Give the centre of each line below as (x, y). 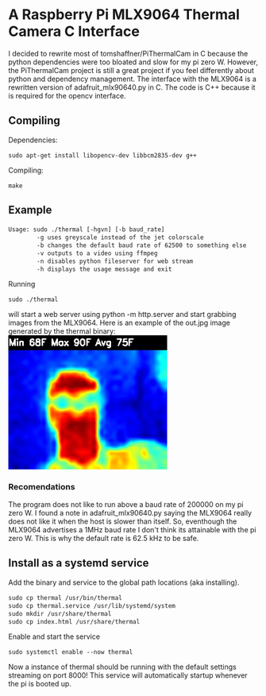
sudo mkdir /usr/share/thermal (60, 613)
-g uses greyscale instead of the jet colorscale (120, 237)
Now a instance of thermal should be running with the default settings (122, 667)
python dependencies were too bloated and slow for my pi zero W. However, (133, 62)
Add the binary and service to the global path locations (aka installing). (124, 582)
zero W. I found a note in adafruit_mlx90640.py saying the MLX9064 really (130, 512)
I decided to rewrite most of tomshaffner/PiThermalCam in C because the (128, 53)
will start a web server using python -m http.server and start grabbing (122, 314)
